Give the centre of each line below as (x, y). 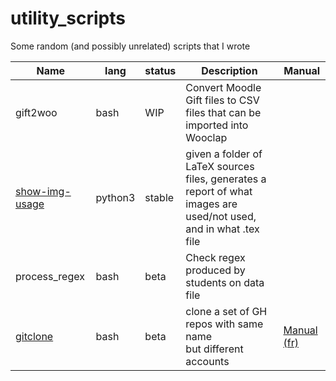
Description (229, 70)
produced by (215, 270)
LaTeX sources (220, 166)
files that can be (223, 112)
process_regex (50, 276)
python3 (115, 197)
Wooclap (206, 137)
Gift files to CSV (222, 100)
